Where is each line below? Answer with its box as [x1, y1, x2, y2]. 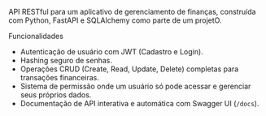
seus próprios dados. [20, 90, 92, 100]
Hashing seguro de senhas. [20, 56, 112, 65]
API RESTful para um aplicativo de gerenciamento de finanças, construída [8, 7, 256, 16]
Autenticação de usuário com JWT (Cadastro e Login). [20, 47, 203, 56]
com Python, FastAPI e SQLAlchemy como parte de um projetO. [8, 15, 222, 25]
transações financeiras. [20, 73, 99, 82]
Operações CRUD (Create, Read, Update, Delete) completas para [20, 64, 239, 74]
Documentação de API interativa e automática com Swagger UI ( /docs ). [20, 99, 259, 108]
